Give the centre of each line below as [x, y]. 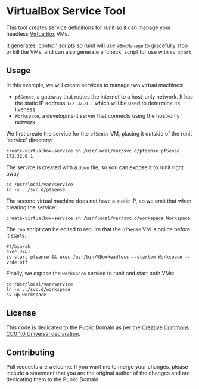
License [21, 313]
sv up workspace [26, 295]
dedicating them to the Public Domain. [53, 379]
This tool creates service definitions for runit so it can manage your [88, 27]
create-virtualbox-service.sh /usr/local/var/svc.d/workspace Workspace [98, 218]
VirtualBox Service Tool [66, 11]
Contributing [30, 352]
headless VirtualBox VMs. [38, 33]
